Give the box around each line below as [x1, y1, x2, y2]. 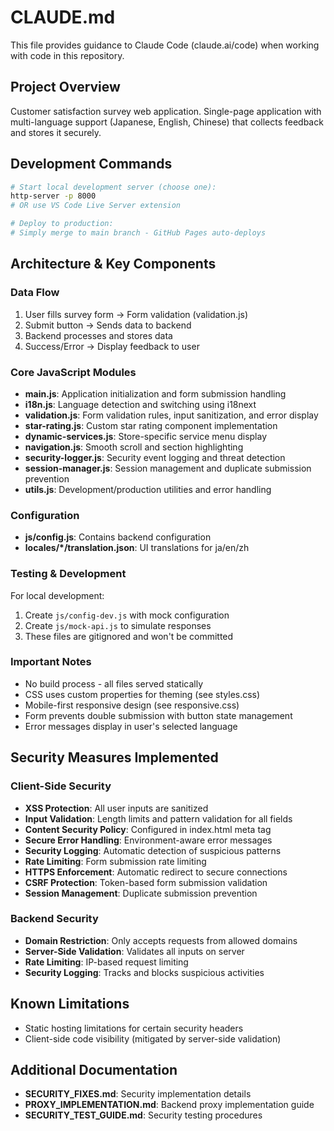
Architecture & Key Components [10, 256, 217, 273]
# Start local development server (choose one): [10, 182, 217, 192]
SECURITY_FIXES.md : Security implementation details [24, 1088, 252, 1100]
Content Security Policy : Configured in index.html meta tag [24, 823, 272, 835]
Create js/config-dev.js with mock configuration [24, 609, 230, 621]
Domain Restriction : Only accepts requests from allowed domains [24, 934, 298, 946]
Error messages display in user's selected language [24, 720, 238, 732]
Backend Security [10, 912, 99, 926]
